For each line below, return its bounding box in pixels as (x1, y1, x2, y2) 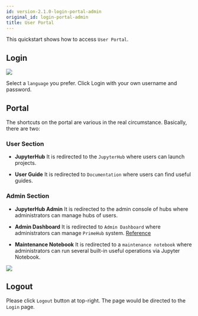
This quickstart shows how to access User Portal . (6, 36, 129, 43)
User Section (6, 139, 44, 148)
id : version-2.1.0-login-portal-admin (6, 8, 102, 15)
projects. (14, 159, 37, 167)
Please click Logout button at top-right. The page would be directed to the (6, 297, 186, 304)
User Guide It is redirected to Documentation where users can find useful (14, 171, 191, 178)
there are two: (6, 125, 40, 132)
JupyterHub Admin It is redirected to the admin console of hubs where (14, 205, 189, 213)
